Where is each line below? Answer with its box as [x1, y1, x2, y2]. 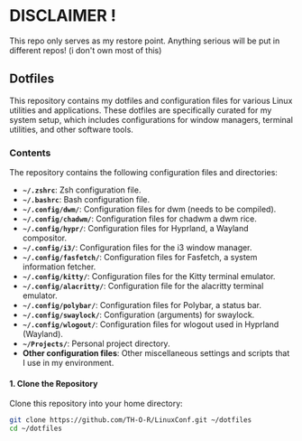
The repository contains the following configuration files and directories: [9, 167, 278, 178]
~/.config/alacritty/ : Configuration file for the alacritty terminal [22, 281, 264, 292]
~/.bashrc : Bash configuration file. [22, 194, 151, 205]
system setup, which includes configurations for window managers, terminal [9, 114, 293, 125]
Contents [9, 146, 51, 159]
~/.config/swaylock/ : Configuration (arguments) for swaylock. [22, 309, 255, 321]
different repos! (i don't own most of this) [9, 44, 162, 55]
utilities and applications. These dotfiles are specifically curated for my [9, 105, 272, 116]
